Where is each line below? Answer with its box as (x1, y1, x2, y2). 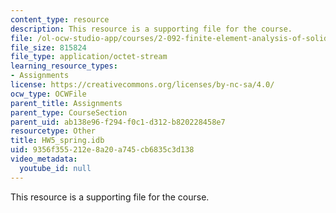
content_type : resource (10, 14, 110, 25)
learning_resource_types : (10, 61, 118, 71)
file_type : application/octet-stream (10, 52, 168, 62)
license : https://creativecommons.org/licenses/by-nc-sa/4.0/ (10, 80, 275, 90)
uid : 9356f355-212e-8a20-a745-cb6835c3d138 (10, 145, 195, 155)
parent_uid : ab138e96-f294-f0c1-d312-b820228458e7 (10, 117, 226, 127)
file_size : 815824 (10, 42, 87, 53)
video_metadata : (10, 154, 78, 164)
